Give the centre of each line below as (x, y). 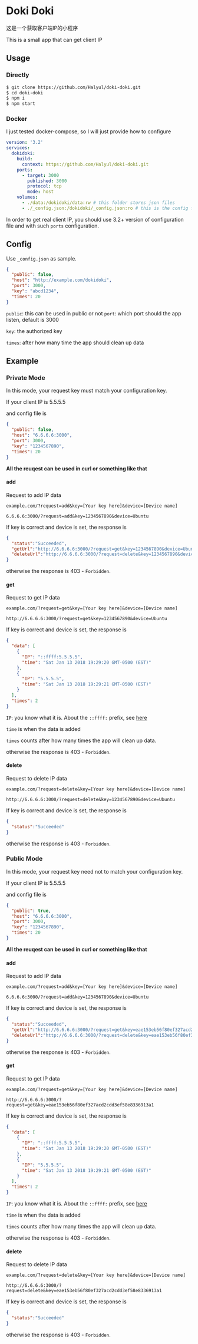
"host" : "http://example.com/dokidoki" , (62, 280)
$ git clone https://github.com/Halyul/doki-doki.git (74, 87)
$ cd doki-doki (25, 93)
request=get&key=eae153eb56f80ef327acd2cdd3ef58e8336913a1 (80, 1105)
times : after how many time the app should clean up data (75, 342)
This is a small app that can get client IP (54, 39)
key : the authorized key (34, 331)
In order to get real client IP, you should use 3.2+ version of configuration (95, 219)
